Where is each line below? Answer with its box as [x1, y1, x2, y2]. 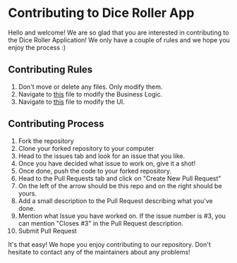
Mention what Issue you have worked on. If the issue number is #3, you [18, 212, 226, 220]
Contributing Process [8, 118, 104, 130]
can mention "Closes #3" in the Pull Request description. [18, 219, 184, 227]
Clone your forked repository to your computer [18, 144, 154, 152]
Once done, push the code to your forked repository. [18, 166, 172, 175]
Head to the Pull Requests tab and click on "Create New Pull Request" [18, 174, 221, 183]
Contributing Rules [8, 63, 93, 75]
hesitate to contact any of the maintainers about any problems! [8, 247, 190, 256]
